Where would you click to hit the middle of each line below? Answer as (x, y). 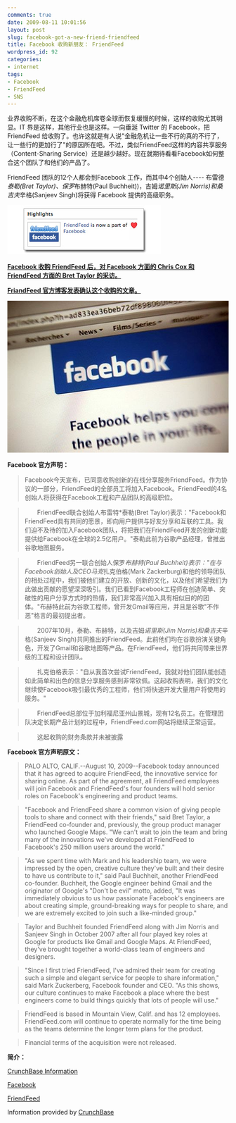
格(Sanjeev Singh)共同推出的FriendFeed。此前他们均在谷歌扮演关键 (122, 639)
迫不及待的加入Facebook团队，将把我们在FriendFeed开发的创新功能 (129, 530)
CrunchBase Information (43, 1071)
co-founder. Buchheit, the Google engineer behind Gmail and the (118, 883)
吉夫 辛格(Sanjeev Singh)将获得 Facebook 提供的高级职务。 (92, 195)
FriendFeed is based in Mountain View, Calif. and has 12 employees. (123, 1014)
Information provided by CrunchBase (61, 1112)
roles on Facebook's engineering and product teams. (101, 795)
